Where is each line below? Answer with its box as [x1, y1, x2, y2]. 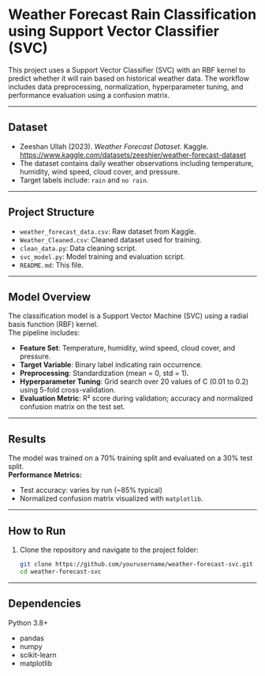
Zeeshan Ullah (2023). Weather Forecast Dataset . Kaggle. [19, 141, 209, 151]
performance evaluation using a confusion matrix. [8, 90, 170, 100]
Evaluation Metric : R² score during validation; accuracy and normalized [19, 393, 254, 404]
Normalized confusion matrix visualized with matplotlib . [19, 494, 203, 503]
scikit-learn [19, 650, 57, 659]
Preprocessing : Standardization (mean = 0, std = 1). [19, 369, 189, 378]
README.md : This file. [19, 260, 84, 269]
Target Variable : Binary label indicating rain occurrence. [19, 360, 203, 370]
